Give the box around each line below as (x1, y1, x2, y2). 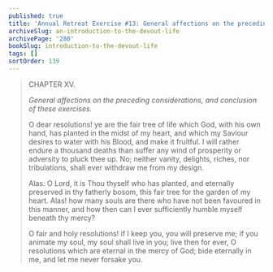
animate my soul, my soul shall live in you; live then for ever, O (28, 237, 237, 247)
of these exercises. (28, 103, 93, 114)
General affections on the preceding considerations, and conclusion (28, 95, 258, 105)
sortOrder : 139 (8, 58, 60, 66)
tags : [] (8, 50, 38, 58)
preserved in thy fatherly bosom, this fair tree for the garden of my (28, 187, 251, 196)
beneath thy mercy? (28, 213, 96, 222)
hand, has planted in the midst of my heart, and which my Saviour (28, 127, 249, 138)
